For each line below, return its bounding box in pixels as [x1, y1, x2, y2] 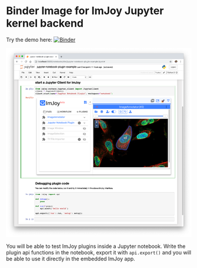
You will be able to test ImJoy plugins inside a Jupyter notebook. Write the [6, 243, 186, 250]
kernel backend [6, 16, 84, 30]
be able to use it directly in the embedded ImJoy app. [6, 255, 135, 263]
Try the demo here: [6, 36, 53, 43]
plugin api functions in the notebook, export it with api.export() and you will [6, 249, 192, 256]
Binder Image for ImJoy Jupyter [6, 4, 164, 18]
